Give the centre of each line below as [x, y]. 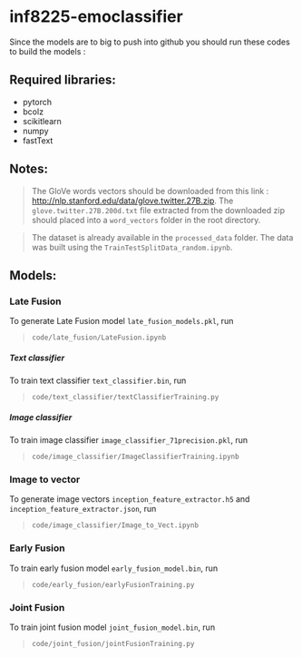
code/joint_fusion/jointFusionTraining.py [113, 644]
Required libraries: [63, 80]
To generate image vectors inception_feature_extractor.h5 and [130, 499]
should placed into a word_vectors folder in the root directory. [146, 220]
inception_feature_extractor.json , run [83, 509]
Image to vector [45, 480]
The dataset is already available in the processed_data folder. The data [162, 237]
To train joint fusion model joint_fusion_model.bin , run [112, 627]
